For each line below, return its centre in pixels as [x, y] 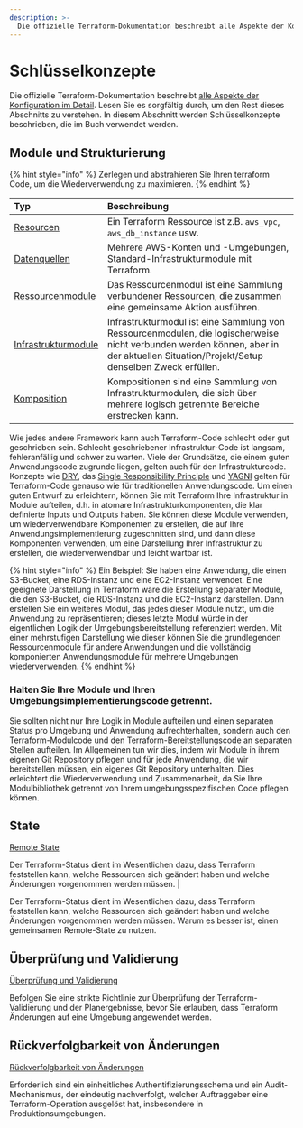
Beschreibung [138, 207]
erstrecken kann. [142, 416]
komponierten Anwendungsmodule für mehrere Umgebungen [124, 657]
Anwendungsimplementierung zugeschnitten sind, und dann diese [133, 534]
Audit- [276, 1085]
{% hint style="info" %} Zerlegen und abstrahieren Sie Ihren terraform [140, 175]
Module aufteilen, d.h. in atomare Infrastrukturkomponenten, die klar [136, 505]
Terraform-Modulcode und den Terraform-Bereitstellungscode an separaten [151, 740]
